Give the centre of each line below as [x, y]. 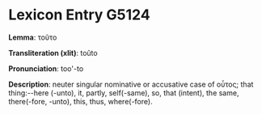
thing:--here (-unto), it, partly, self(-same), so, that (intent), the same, [124, 93]
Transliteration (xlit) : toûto [53, 53]
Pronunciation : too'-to [46, 68]
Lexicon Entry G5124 [80, 15]
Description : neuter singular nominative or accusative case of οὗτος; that [131, 84]
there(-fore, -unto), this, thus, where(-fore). [80, 101]
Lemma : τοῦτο [33, 37]
